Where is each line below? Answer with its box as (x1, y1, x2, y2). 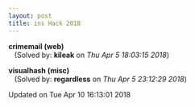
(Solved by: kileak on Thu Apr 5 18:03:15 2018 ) (14, 50, 170, 60)
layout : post (8, 11, 52, 20)
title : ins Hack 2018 (8, 19, 81, 27)
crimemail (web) (8, 41, 64, 51)
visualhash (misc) (8, 65, 70, 75)
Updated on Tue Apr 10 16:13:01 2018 (8, 89, 131, 99)
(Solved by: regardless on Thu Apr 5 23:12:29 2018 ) (14, 74, 188, 84)
